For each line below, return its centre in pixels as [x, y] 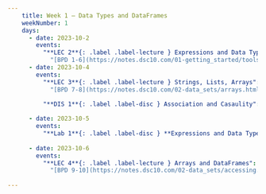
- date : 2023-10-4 [59, 68]
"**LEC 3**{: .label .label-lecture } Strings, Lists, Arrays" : [151, 82]
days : [31, 30]
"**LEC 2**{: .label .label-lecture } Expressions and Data [144, 52]
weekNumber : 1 [45, 23]
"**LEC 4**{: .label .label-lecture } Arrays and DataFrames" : [150, 163]
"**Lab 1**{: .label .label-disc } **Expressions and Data [143, 134]
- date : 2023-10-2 [59, 38]
